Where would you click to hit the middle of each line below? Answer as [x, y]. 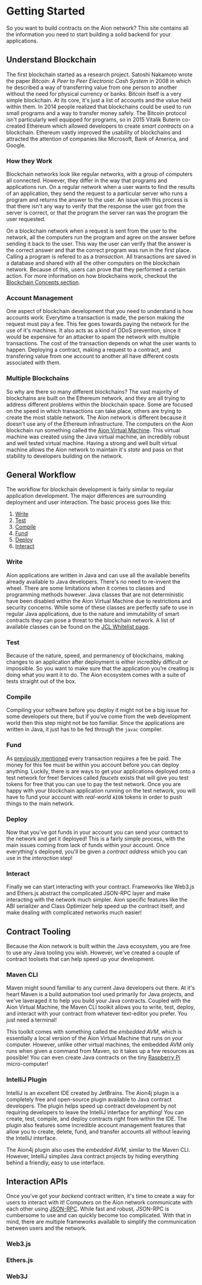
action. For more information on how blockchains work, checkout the [92, 276]
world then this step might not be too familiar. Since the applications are [96, 723]
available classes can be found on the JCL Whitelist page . [78, 626]
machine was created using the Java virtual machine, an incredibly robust [98, 437]
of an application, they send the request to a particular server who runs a [97, 193]
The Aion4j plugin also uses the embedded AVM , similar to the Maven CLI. [98, 1149]
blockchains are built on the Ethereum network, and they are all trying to [96, 398]
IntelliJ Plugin [27, 1080]
